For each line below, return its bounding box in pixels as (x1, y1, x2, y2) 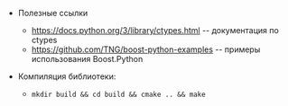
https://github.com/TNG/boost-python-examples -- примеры (31, 44, 261, 55)
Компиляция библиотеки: (17, 71, 116, 82)
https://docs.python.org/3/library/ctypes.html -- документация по (31, 25, 280, 35)
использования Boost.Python (31, 54, 144, 64)
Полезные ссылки (17, 8, 88, 18)
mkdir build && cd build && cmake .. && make (31, 90, 206, 99)
